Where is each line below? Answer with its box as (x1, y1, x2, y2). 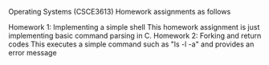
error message (8, 48, 58, 57)
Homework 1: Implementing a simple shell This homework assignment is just (8, 22, 260, 31)
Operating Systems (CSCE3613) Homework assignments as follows (8, 7, 231, 16)
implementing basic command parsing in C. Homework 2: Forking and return (8, 31, 262, 40)
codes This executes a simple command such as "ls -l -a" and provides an (8, 39, 255, 49)
